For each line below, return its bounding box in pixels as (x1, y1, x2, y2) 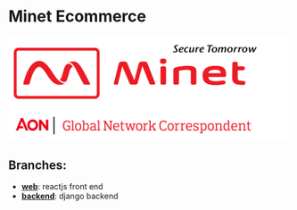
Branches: (8, 157, 68, 172)
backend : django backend (21, 190, 119, 202)
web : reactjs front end (21, 181, 103, 192)
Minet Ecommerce (8, 6, 146, 27)
